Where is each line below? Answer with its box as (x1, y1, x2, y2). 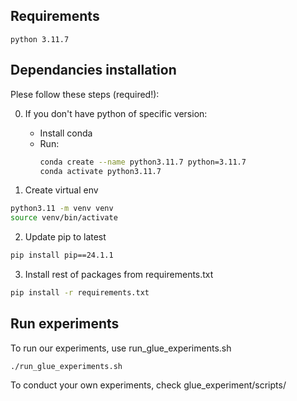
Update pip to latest (24, 231, 107, 243)
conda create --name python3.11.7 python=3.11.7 (39, 157, 247, 167)
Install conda (39, 127, 93, 139)
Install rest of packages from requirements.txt (24, 269, 214, 280)
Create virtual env (24, 184, 99, 196)
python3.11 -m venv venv (10, 204, 114, 214)
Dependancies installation (10, 62, 177, 79)
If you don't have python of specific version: (24, 107, 208, 119)
